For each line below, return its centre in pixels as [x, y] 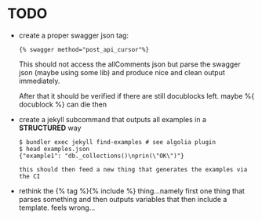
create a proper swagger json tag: [74, 35]
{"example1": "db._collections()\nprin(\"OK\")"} [102, 156]
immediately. [39, 81]
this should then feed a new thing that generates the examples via [133, 169]
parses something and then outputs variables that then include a [123, 199]
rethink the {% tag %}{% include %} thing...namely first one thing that [131, 191]
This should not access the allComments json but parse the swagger [129, 64]
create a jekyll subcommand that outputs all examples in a [113, 119]
